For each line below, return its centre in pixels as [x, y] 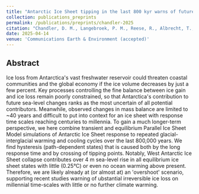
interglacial [20, 141]
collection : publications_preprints [51, 17]
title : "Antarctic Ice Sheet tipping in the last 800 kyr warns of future [100, 12]
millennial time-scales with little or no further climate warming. [82, 185]
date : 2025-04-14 [28, 34]
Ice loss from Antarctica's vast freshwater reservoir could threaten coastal [97, 77]
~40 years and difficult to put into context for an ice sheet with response [95, 115]
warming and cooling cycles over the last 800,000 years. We [108, 141]
